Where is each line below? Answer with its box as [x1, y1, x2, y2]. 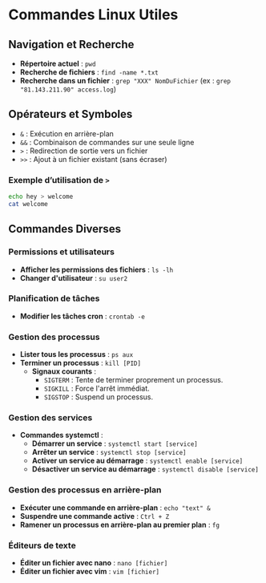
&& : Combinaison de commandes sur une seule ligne [19, 137, 195, 147]
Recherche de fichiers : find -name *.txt [19, 67, 159, 77]
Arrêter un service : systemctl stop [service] [31, 447, 187, 457]
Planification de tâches [8, 293, 100, 304]
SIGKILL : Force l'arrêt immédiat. [43, 383, 150, 394]
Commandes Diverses [8, 222, 122, 236]
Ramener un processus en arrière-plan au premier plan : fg [19, 520, 220, 529]
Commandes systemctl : [19, 431, 103, 440]
